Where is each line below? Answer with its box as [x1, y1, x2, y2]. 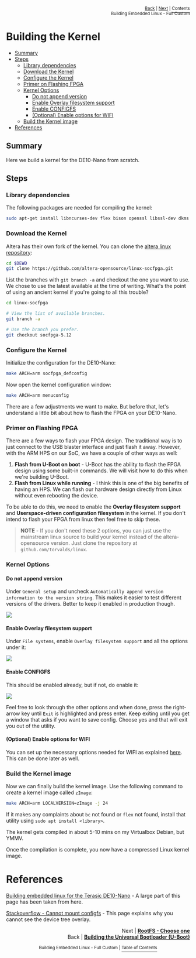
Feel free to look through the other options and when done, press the [6, 703, 172, 710]
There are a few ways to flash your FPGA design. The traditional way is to [6, 437, 183, 444]
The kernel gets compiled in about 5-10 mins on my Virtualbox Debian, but [6, 828, 185, 835]
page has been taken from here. [6, 898, 83, 905]
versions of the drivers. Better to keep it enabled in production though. [6, 600, 176, 607]
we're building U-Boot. [14, 473, 69, 480]
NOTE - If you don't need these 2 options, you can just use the [20, 527, 171, 534]
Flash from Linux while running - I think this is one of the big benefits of [14, 480, 189, 487]
